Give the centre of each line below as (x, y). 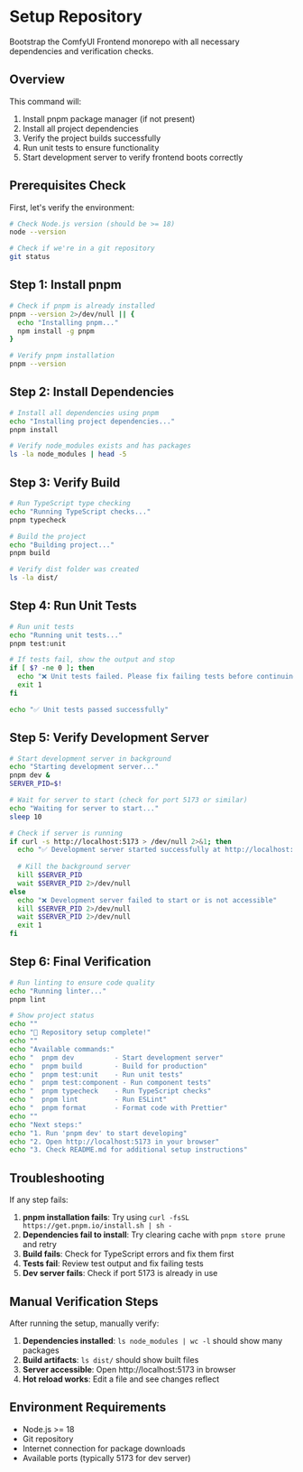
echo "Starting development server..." (84, 767)
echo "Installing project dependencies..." (92, 421)
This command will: (46, 101)
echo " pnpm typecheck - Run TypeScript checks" (110, 1091)
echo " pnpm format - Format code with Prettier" (119, 1108)
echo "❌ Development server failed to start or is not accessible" (147, 900)
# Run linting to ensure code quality (82, 982)
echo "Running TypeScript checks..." (80, 512)
